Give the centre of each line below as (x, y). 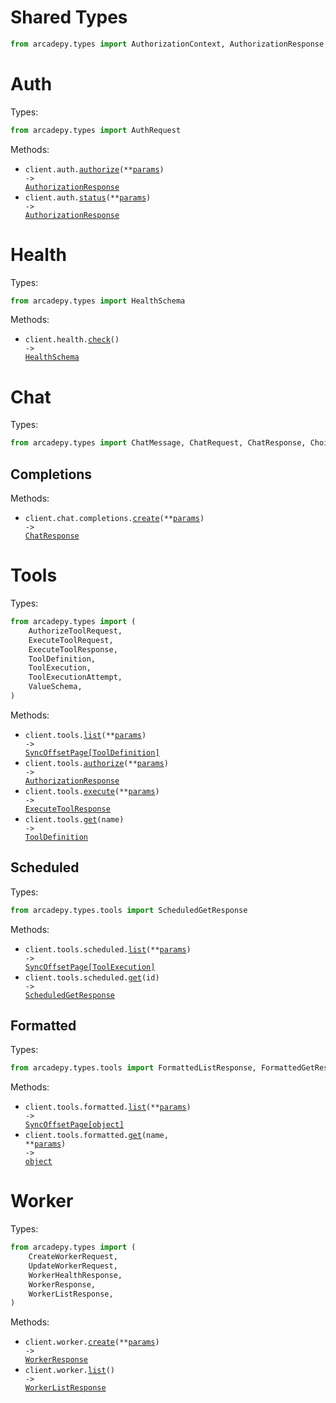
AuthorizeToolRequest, (75, 631)
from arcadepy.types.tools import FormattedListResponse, (133, 1068)
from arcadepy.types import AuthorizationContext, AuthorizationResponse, (169, 44)
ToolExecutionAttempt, (75, 677)
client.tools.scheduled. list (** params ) (108, 949)
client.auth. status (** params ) (88, 197)
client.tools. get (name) (74, 819)
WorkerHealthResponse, (75, 1275)
